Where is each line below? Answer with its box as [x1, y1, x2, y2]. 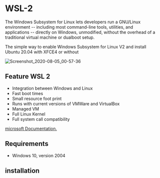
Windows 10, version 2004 [12, 152, 65, 158]
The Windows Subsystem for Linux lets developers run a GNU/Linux [5, 19, 141, 25]
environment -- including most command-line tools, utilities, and [5, 24, 133, 30]
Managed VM [12, 106, 40, 112]
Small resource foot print [12, 96, 62, 101]
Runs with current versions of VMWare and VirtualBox [12, 100, 120, 107]
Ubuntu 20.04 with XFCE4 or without [5, 49, 79, 55]
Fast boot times [12, 90, 44, 96]
